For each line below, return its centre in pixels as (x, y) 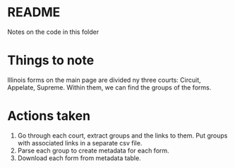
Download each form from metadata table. (79, 158)
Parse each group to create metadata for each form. (93, 150)
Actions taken (49, 116)
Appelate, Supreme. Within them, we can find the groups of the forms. (109, 87)
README (34, 12)
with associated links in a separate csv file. (80, 143)
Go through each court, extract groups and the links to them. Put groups (122, 136)
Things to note (51, 60)
